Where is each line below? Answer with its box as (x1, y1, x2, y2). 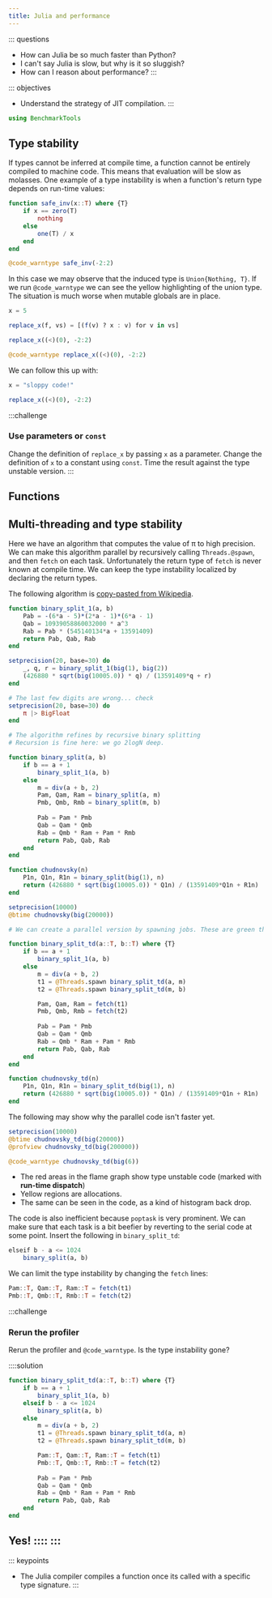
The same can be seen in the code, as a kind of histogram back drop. (19, 1198, 253, 1207)
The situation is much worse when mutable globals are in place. (8, 291, 221, 301)
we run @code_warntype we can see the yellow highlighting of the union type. (8, 283, 262, 293)
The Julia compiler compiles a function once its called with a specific (19, 1571, 251, 1581)
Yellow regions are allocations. (19, 1189, 122, 1199)
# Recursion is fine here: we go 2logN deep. (8, 739, 164, 747)
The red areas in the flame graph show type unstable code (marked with (19, 1172, 261, 1181)
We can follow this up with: (8, 365, 99, 375)
